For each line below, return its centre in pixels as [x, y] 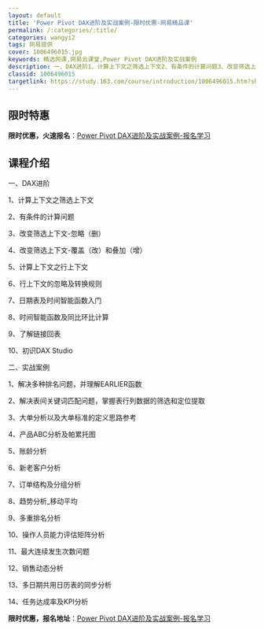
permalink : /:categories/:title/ [63, 30]
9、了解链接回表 [35, 334]
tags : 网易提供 [31, 45]
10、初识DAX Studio [40, 350]
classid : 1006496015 [42, 74]
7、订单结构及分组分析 [44, 484]
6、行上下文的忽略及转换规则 [55, 283]
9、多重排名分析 [35, 518]
